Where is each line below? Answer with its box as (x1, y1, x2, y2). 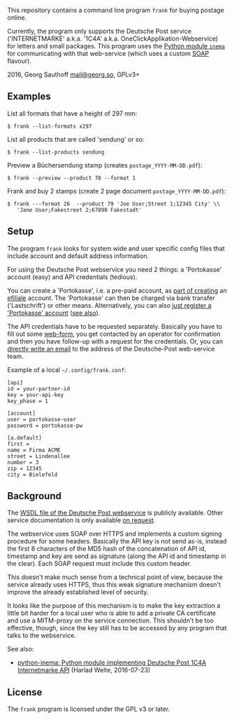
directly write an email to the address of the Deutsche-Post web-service (7, 344, 215, 353)
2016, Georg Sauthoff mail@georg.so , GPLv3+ (7, 70, 140, 79)
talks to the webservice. (7, 631, 77, 640)
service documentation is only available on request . (7, 516, 156, 524)
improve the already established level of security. (7, 588, 149, 597)
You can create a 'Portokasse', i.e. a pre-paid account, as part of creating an (7, 286, 227, 294)
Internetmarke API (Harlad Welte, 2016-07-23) (17, 666, 151, 674)
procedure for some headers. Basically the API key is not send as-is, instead (7, 537, 227, 545)
